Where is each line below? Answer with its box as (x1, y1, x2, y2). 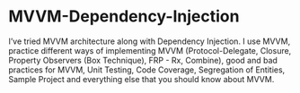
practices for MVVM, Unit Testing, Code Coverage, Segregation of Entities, (8, 64, 286, 75)
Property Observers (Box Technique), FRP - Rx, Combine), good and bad (8, 55, 278, 65)
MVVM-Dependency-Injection (8, 6, 240, 27)
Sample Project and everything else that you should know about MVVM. (8, 73, 275, 84)
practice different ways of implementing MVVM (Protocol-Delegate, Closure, (8, 45, 292, 55)
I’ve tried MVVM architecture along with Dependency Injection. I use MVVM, (8, 36, 291, 46)
